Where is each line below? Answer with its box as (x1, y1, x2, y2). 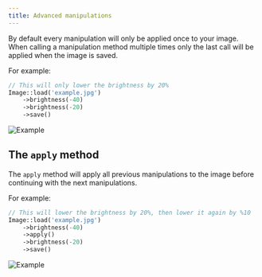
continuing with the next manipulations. (8, 178, 138, 187)
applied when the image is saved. (8, 50, 118, 60)
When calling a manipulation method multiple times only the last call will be (8, 41, 254, 52)
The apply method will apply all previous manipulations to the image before (8, 169, 255, 179)
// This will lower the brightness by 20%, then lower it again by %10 (8, 209, 251, 217)
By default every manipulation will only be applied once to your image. (8, 33, 239, 43)
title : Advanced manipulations (8, 11, 112, 20)
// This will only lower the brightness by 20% (8, 81, 170, 89)
